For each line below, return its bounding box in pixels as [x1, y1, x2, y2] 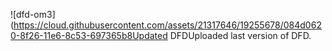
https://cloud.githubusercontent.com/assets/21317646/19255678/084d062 [13, 19, 322, 31]
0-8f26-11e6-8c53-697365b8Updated [10, 30, 168, 41]
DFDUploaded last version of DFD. [169, 30, 312, 41]
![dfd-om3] [10, 9, 56, 20]
